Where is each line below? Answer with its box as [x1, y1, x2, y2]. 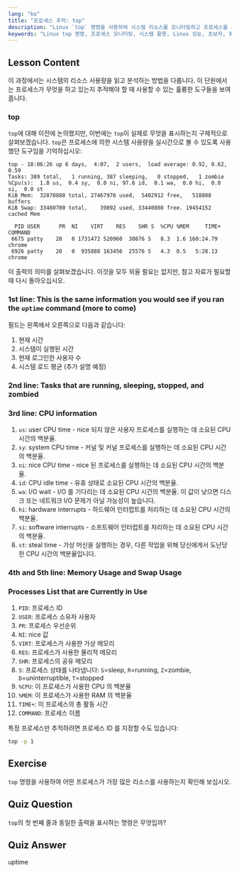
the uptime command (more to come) [8, 303, 137, 313]
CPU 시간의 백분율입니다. [26, 549, 96, 558]
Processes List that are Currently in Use [8, 586, 148, 596]
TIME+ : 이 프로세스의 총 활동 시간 [18, 700, 109, 708]
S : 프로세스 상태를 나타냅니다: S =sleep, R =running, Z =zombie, [18, 666, 191, 674]
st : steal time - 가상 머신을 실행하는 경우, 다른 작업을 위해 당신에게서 [18, 540, 209, 549]
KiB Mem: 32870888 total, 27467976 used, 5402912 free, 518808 [8, 192, 212, 199]
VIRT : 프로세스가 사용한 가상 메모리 [18, 639, 115, 648]
